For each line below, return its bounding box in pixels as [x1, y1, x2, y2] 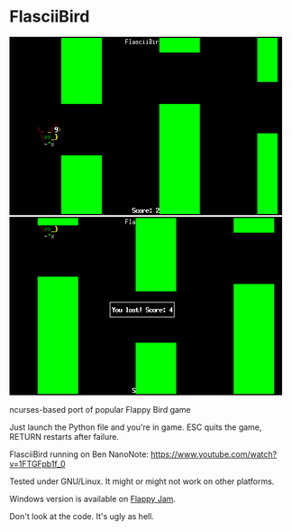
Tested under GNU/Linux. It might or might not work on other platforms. [9, 476, 275, 487]
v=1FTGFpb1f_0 [9, 458, 66, 469]
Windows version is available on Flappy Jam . [9, 493, 177, 504]
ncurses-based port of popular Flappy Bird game [9, 404, 191, 415]
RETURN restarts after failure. [9, 431, 120, 442]
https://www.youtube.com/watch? [150, 449, 278, 460]
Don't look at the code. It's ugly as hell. [9, 510, 155, 521]
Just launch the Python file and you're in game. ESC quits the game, [9, 422, 262, 433]
